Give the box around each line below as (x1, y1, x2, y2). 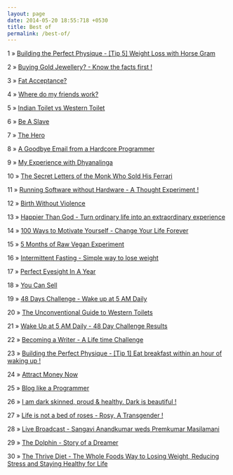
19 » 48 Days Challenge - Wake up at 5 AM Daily (7, 295, 147, 303)
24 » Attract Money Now (7, 370, 79, 379)
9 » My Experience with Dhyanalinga (7, 158, 114, 167)
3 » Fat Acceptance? (7, 77, 67, 85)
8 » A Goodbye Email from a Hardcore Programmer (7, 145, 155, 153)
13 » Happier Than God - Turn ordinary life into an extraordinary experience (7, 213, 226, 222)
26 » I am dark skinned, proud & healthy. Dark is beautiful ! (7, 398, 177, 406)
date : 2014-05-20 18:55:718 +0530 (7, 17, 109, 24)
